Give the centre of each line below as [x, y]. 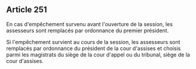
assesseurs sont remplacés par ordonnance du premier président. [88, 30]
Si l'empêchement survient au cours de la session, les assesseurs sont [93, 42]
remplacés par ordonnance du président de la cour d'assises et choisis [94, 48]
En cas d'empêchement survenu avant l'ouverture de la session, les [90, 24]
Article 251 [27, 10]
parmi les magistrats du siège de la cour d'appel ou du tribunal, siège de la [98, 54]
